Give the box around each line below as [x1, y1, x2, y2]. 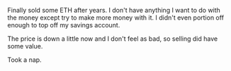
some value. [7, 42, 43, 50]
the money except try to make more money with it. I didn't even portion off [7, 13, 225, 22]
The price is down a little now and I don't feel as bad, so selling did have [7, 34, 218, 43]
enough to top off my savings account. [7, 21, 120, 29]
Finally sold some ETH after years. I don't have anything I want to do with [7, 6, 221, 14]
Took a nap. [7, 56, 42, 64]
